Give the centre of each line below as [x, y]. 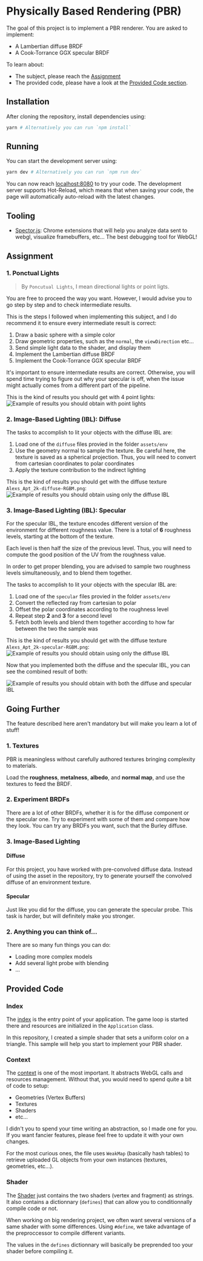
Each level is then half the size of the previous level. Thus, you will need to [99, 548]
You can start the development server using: [62, 161]
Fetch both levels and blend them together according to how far [95, 622]
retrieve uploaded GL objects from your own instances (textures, [87, 1160]
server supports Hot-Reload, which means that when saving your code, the [100, 190]
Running [23, 147]
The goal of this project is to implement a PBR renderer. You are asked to [97, 28]
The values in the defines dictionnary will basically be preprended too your [100, 1245]
